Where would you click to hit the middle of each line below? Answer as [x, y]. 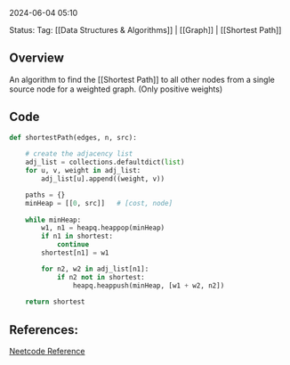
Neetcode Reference [47, 352]
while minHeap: [53, 220]
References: [44, 330]
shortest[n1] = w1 [75, 253]
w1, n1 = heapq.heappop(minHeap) [103, 228]
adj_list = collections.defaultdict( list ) [105, 162]
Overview [37, 58]
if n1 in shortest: [77, 236]
